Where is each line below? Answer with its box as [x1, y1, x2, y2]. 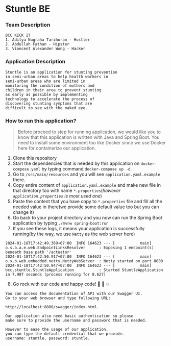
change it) [12, 209, 34, 215]
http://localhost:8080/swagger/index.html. [5, 305, 100, 310]
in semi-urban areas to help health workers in [5, 74, 109, 79]
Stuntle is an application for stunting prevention [5, 69, 117, 75]
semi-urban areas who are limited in [5, 79, 86, 84]
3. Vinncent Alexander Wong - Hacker [5, 46, 86, 52]
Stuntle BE [5, 3, 51, 15]
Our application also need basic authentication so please [5, 313, 134, 319]
